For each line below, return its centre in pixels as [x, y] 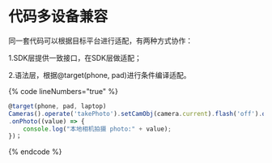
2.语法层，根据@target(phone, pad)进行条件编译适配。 [100, 75]
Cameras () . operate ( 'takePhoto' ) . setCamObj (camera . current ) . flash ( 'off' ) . [136, 114]
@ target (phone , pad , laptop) [57, 106]
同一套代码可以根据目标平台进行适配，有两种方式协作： [100, 41]
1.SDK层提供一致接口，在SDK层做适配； [75, 58]
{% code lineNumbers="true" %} [64, 91]
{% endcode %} [35, 152]
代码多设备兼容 [58, 17]
